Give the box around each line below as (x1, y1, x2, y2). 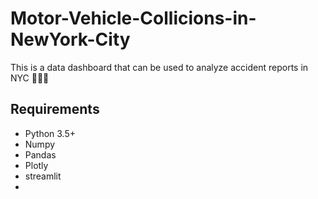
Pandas (24, 148, 57, 161)
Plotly (24, 159, 49, 171)
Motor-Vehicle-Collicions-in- (10, 7, 257, 30)
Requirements (10, 101, 100, 118)
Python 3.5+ (24, 127, 77, 139)
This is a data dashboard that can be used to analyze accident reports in (10, 61, 309, 73)
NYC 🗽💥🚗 (10, 72, 50, 84)
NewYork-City (10, 28, 131, 51)
